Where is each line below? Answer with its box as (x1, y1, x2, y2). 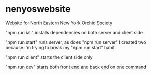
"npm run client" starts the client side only (5, 54, 93, 60)
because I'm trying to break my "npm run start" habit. (5, 44, 116, 50)
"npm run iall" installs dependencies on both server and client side (5, 29, 143, 35)
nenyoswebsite (5, 3, 71, 15)
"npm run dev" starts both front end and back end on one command (5, 64, 147, 70)
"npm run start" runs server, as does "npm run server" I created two (5, 39, 146, 45)
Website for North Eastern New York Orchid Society (5, 20, 113, 26)
